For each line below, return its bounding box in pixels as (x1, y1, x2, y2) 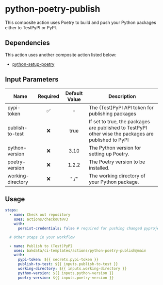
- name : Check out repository (9, 212, 70, 217)
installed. (89, 164, 110, 171)
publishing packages (89, 110, 137, 117)
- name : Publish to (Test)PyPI (9, 244, 73, 248)
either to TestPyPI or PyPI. (5, 24, 57, 30)
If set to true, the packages (89, 118, 150, 125)
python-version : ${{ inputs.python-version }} (17, 270, 114, 276)
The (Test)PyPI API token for (89, 104, 154, 111)
